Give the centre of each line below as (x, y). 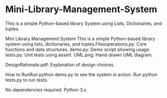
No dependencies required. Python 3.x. (47, 89)
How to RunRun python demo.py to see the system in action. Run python (81, 74)
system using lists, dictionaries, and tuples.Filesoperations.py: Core (76, 44)
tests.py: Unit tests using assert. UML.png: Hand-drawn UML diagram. (79, 55)
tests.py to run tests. (27, 80)
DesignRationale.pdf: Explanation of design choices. (60, 64)
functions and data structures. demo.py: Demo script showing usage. (78, 49)
